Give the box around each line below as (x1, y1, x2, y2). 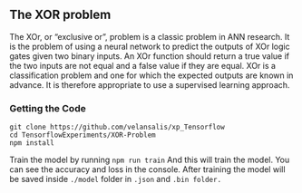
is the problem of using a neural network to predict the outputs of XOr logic (9, 41, 290, 52)
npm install (9, 139, 54, 148)
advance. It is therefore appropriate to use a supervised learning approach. (9, 79, 290, 90)
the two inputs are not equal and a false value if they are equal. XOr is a (9, 60, 277, 71)
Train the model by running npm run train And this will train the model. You (9, 154, 290, 166)
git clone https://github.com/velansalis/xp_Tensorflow (9, 122, 225, 132)
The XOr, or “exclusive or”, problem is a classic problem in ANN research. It (9, 31, 290, 42)
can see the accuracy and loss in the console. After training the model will (9, 164, 286, 175)
